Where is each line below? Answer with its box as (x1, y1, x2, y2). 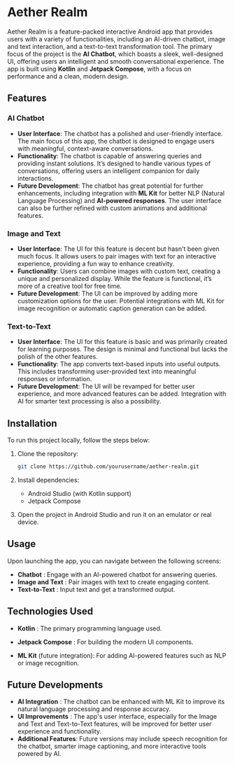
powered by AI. (17, 750, 62, 758)
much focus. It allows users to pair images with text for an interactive (17, 251, 217, 260)
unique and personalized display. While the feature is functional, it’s (17, 274, 212, 282)
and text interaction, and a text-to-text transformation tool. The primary (7, 42, 213, 50)
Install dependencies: (17, 476, 80, 484)
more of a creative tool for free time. (17, 282, 122, 290)
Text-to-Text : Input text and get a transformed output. (17, 585, 176, 593)
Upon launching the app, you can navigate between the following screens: (7, 556, 222, 565)
